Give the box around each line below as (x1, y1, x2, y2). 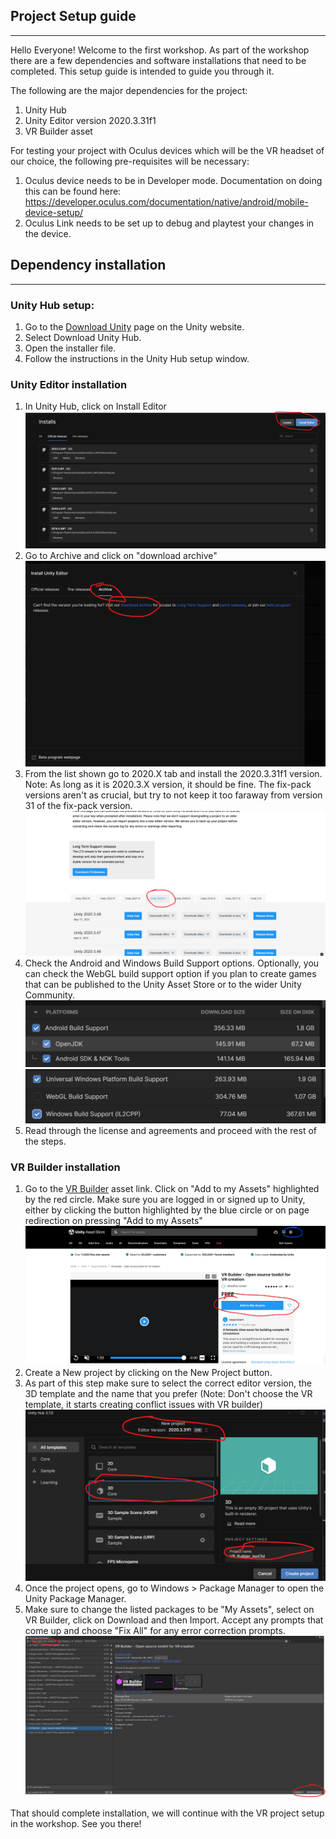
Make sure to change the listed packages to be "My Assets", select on (24, 1603, 315, 1615)
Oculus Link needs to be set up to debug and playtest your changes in (24, 217, 315, 229)
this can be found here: (24, 185, 122, 197)
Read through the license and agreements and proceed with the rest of (24, 1124, 317, 1136)
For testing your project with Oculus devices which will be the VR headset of (10, 144, 325, 156)
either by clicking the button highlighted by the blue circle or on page (24, 1204, 310, 1216)
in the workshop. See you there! (10, 1817, 142, 1829)
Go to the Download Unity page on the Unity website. (24, 320, 245, 333)
